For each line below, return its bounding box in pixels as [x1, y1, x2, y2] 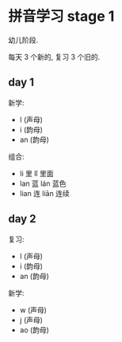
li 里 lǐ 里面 [19, 168, 54, 178]
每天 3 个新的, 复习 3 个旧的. [8, 52, 101, 61]
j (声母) [19, 315, 44, 324]
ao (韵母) [19, 324, 50, 335]
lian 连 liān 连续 [19, 188, 70, 198]
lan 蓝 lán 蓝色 [19, 179, 67, 188]
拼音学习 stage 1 [8, 7, 115, 26]
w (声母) [19, 305, 48, 315]
